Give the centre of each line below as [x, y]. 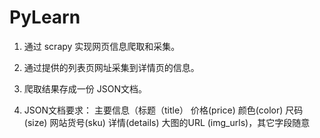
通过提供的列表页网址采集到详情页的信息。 [111, 67]
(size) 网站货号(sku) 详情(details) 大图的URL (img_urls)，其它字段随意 [167, 122]
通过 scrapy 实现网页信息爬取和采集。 [102, 46]
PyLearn [45, 17]
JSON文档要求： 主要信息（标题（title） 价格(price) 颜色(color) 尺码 [163, 110]
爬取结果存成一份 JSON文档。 [85, 88]
